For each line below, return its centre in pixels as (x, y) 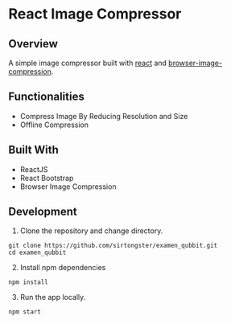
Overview (33, 44)
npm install (28, 282)
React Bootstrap (47, 178)
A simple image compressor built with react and (88, 63)
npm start (25, 312)
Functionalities (46, 97)
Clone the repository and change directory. (91, 231)
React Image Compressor (95, 14)
